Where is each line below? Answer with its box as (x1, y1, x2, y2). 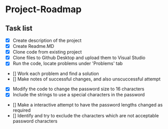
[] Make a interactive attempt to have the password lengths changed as (12, 102, 163, 108)
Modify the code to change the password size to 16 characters (12, 86, 145, 92)
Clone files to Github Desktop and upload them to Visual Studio (12, 55, 146, 61)
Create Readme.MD (12, 43, 55, 49)
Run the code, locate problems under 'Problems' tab (12, 60, 123, 67)
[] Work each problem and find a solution (12, 70, 100, 77)
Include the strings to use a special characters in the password (12, 92, 145, 98)
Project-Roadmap (5, 4, 82, 15)
